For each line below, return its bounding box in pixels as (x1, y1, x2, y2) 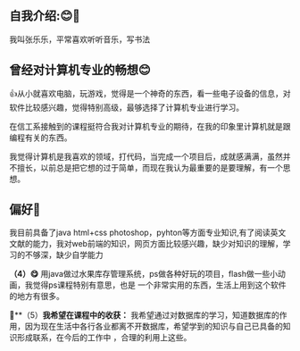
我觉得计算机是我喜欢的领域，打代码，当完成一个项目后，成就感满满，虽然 (9, 151, 283, 162)
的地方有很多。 (9, 291, 64, 302)
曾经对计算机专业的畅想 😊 (9, 63, 151, 78)
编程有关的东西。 (9, 132, 72, 143)
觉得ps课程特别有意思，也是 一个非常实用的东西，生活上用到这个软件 (32, 280, 287, 290)
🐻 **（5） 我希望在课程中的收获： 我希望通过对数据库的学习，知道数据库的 (9, 310, 279, 321)
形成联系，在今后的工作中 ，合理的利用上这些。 (16, 332, 192, 343)
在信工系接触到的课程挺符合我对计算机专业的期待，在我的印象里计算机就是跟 (9, 121, 291, 131)
